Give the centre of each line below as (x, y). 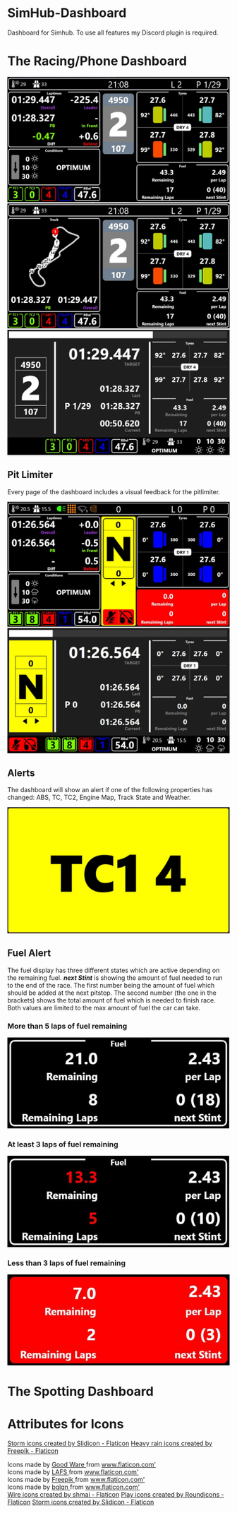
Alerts (21, 773)
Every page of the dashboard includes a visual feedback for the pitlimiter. (114, 491)
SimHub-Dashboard (67, 13)
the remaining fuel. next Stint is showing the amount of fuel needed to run (115, 977)
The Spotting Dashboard (80, 1392)
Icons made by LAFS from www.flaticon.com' (73, 1472)
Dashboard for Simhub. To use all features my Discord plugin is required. (113, 32)
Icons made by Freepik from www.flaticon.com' (76, 1480)
